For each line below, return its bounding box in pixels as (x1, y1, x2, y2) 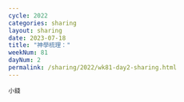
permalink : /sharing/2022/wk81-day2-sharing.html (8, 64, 178, 72)
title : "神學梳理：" (8, 41, 70, 49)
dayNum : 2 (8, 57, 42, 65)
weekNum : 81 (8, 49, 48, 57)
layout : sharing (8, 26, 62, 34)
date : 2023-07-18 (8, 33, 66, 42)
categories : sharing (8, 19, 78, 27)
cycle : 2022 (8, 11, 48, 20)
